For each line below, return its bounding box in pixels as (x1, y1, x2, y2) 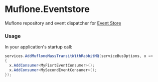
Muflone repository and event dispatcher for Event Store (5, 20, 121, 26)
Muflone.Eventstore (5, 3, 90, 15)
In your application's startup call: (5, 44, 72, 50)
